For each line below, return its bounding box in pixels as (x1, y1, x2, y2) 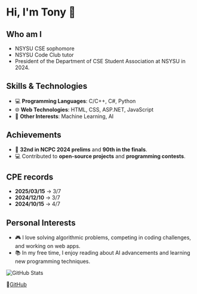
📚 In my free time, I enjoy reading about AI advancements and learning (14, 249, 190, 256)
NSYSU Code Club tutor (14, 51, 74, 58)
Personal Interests (6, 218, 76, 228)
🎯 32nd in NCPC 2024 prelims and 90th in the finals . (14, 146, 147, 153)
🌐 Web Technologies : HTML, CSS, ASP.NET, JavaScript (14, 106, 154, 113)
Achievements (6, 130, 61, 140)
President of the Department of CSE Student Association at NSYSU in (14, 58, 186, 64)
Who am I (6, 29, 42, 39)
